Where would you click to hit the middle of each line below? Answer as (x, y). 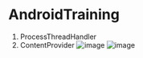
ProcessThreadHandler (58, 37)
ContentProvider (47, 44)
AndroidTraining (64, 15)
